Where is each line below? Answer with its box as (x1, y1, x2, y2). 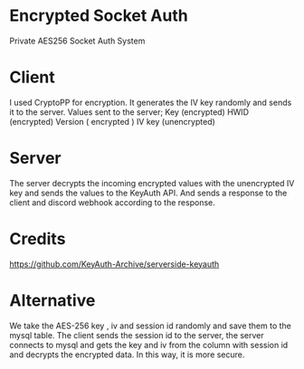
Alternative (9, 290, 96, 310)
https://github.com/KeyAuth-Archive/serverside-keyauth (9, 259, 220, 270)
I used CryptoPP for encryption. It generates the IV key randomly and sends (9, 97, 292, 108)
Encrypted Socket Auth (9, 5, 188, 26)
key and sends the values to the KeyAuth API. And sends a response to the (9, 187, 288, 198)
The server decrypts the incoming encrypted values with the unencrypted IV (9, 177, 295, 188)
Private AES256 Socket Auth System (9, 35, 146, 46)
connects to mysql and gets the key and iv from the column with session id (9, 339, 289, 350)
